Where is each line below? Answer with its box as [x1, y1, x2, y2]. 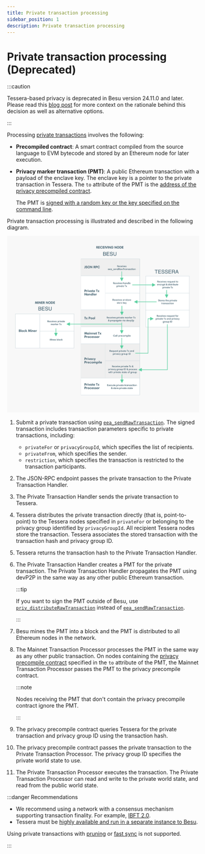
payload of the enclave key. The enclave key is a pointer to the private [15, 174, 192, 182]
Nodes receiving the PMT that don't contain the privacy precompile [15, 695, 185, 703]
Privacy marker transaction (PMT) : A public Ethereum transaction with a [15, 168, 200, 175]
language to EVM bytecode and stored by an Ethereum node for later [15, 149, 189, 157]
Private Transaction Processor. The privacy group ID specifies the [15, 750, 182, 758]
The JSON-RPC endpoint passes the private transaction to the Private [15, 475, 192, 482]
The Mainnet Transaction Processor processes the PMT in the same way [15, 646, 199, 653]
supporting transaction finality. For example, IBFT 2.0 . [15, 812, 151, 819]
